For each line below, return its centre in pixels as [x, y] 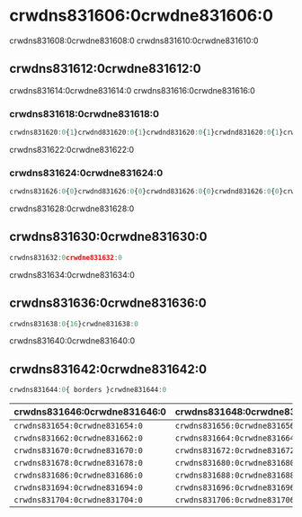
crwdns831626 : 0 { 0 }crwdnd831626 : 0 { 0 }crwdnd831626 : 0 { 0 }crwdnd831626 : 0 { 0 [144, 192]
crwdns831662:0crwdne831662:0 [79, 438]
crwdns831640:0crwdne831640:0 [72, 341]
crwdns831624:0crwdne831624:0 [86, 173]
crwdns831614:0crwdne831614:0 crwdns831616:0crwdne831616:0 [133, 90]
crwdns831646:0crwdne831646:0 [90, 412]
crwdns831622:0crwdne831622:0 [72, 149]
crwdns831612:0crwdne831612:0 [105, 69]
